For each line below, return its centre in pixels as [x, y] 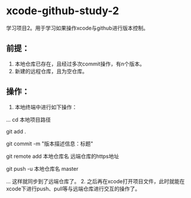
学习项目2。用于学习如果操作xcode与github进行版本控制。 [77, 28]
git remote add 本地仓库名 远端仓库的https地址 [63, 156]
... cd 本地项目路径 [29, 119]
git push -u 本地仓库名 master [42, 168]
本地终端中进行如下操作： [46, 107]
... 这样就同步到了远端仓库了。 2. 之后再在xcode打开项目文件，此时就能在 [96, 181]
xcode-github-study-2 [63, 11]
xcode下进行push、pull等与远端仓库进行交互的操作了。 [73, 189]
